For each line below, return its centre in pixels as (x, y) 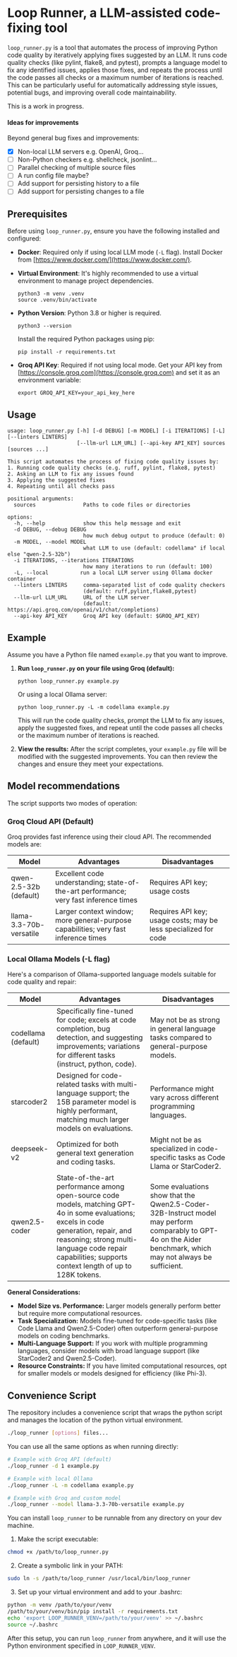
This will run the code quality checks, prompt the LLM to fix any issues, (121, 720)
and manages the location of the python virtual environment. (95, 1420)
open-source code (88, 1196)
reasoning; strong (85, 1239)
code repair (108, 1249)
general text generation (95, 1153)
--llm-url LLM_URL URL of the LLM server (82, 597)
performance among (90, 1186)
